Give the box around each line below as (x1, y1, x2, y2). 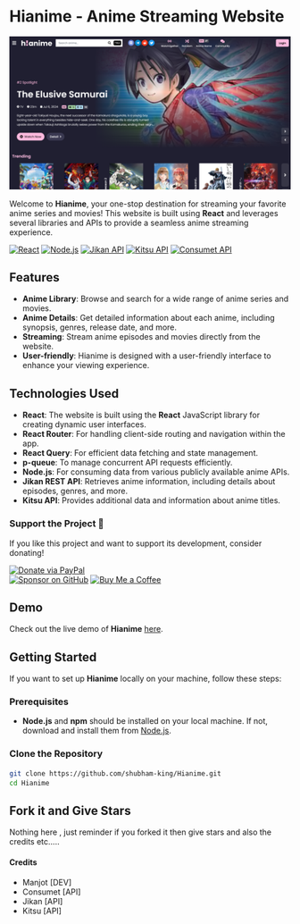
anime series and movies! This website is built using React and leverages (9, 207, 279, 218)
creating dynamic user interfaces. (21, 419, 147, 430)
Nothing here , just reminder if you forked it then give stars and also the (9, 827, 272, 837)
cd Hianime (9, 778, 50, 787)
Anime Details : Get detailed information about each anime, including (21, 313, 275, 323)
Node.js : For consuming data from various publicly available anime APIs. (21, 466, 290, 477)
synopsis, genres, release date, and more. (21, 322, 177, 332)
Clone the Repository (9, 748, 104, 760)
